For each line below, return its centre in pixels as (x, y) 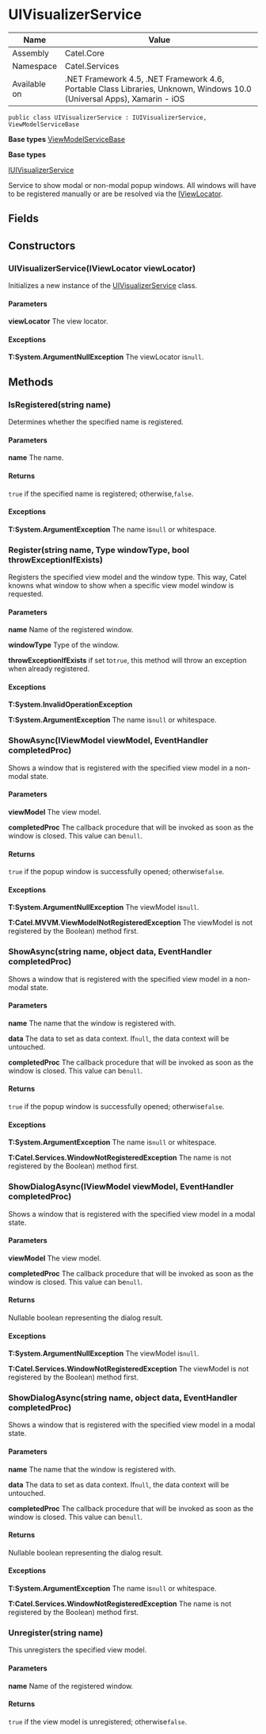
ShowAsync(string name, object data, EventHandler (110, 952)
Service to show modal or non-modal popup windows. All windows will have (133, 185)
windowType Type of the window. (64, 645)
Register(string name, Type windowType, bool (99, 550)
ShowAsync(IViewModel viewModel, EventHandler (108, 741)
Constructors (42, 246)
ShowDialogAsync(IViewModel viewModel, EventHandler (121, 1187)
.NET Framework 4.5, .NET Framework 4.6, (144, 79)
